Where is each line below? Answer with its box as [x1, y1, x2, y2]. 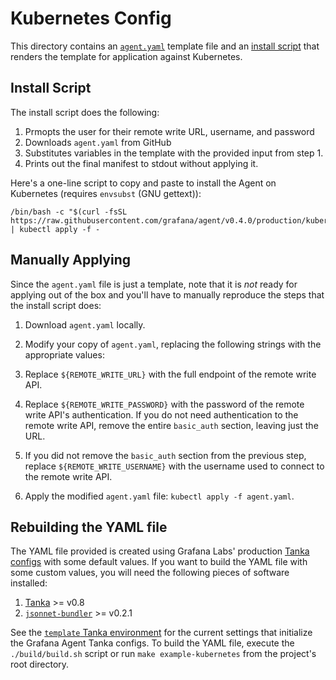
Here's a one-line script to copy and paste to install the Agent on [10, 177, 277, 189]
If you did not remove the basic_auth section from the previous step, [24, 449, 307, 461]
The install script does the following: [10, 106, 160, 118]
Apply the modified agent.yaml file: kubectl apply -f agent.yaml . [24, 490, 295, 502]
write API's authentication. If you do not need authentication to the [24, 408, 299, 421]
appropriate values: [24, 348, 105, 361]
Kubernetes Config [10, 7, 172, 30]
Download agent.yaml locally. [24, 318, 146, 331]
